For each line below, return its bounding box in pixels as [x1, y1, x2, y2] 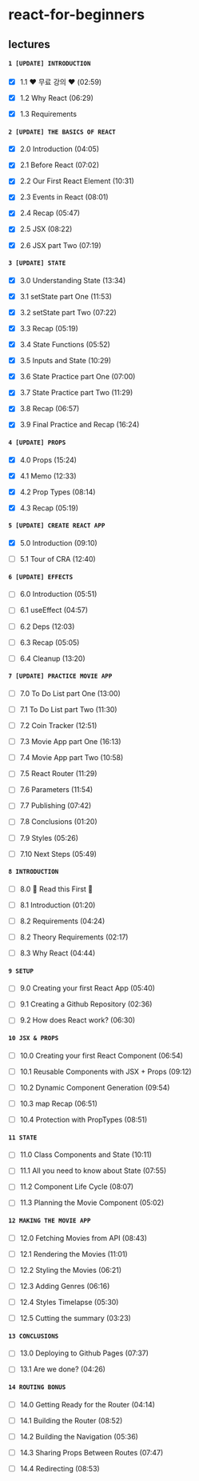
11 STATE [8, 1134, 38, 1142]
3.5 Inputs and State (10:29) [19, 356, 112, 366]
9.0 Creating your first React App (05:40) [19, 983, 156, 993]
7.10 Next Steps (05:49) [19, 849, 98, 859]
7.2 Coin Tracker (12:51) [19, 721, 98, 730]
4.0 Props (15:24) [19, 454, 78, 465]
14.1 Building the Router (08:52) [19, 1415, 123, 1425]
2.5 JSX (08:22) [19, 224, 73, 234]
